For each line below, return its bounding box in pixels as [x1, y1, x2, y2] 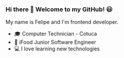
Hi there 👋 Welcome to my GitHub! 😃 [5, 5, 113, 13]
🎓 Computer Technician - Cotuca [14, 30, 97, 37]
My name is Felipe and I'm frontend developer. [5, 19, 119, 26]
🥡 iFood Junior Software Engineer [14, 39, 96, 46]
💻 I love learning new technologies [14, 45, 100, 52]
